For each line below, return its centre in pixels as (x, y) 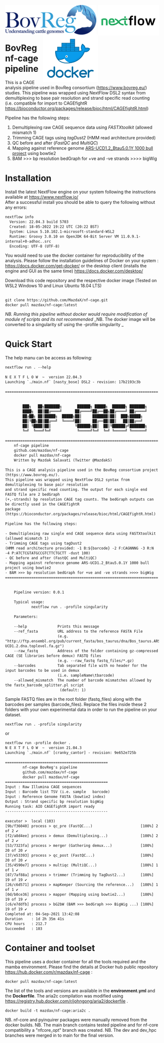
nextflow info (20, 217)
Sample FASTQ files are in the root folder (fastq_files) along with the (73, 699)
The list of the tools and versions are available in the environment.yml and (80, 991)
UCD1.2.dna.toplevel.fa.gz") (35, 646)
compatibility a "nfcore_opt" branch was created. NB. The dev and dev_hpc (81, 1030)
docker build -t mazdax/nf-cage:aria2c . (48, 1010)
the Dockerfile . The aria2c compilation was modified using (64, 996)
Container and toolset (50, 948)
